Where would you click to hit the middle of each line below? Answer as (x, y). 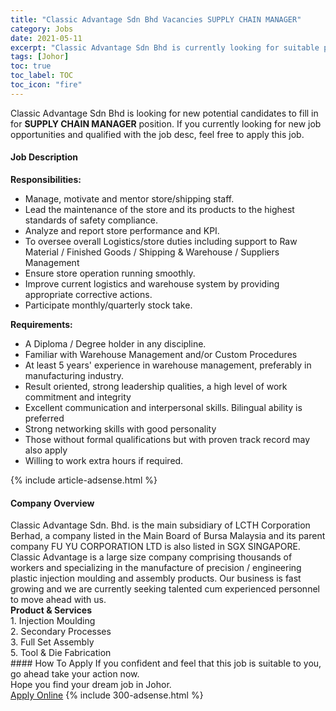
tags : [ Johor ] (40, 57)
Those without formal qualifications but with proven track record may (167, 439)
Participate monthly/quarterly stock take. (108, 305)
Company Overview (52, 503)
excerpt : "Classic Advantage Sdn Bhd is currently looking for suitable (165, 47)
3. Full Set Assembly (52, 642)
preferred (44, 418)
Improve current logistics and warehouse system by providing (152, 283)
